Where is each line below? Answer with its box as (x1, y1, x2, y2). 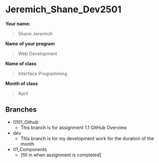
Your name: (5, 21, 31, 27)
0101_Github (12, 119, 39, 125)
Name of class (5, 60, 37, 66)
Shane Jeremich (17, 30, 53, 37)
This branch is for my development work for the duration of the (20, 135, 154, 141)
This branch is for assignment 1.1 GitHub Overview (20, 124, 127, 131)
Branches (5, 105, 37, 114)
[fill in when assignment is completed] (20, 152, 101, 158)
